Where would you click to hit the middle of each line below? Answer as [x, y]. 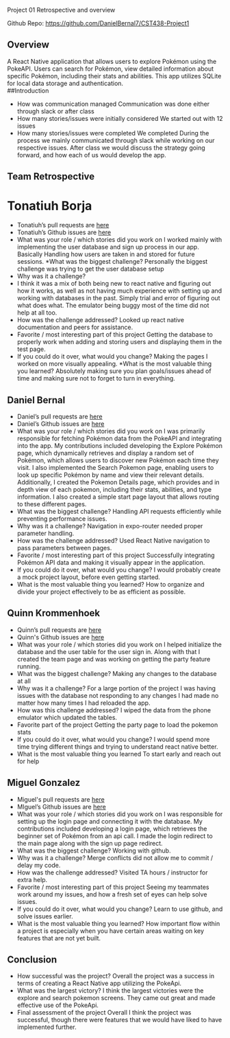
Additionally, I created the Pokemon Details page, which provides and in [118, 482]
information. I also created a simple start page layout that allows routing [118, 497]
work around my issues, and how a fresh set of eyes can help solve [112, 894]
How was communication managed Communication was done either [113, 104]
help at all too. [37, 313]
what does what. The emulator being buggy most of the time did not [113, 306]
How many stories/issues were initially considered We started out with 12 [120, 118]
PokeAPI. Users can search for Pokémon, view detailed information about [111, 69]
